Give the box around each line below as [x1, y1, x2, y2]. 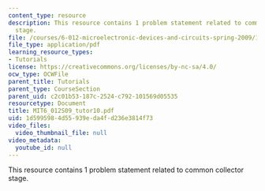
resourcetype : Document [8, 99, 87, 107]
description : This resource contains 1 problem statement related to [8, 19, 242, 27]
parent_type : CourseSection [8, 84, 101, 93]
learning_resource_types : [8, 48, 93, 56]
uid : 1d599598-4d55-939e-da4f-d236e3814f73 [8, 114, 154, 122]
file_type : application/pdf [8, 41, 101, 49]
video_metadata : [8, 136, 62, 144]
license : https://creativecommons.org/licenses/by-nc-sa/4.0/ [8, 63, 217, 71]
